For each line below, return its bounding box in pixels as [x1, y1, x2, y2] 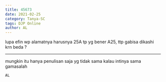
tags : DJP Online [5, 21, 41, 26]
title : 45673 [5, 7, 32, 12]
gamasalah [5, 63, 28, 69]
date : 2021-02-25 [5, 12, 41, 17]
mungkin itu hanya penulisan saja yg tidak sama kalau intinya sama [5, 58, 141, 64]
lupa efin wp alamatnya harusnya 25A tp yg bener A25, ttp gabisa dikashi [5, 39, 154, 45]
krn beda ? [5, 44, 27, 50]
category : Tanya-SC [5, 16, 45, 21]
